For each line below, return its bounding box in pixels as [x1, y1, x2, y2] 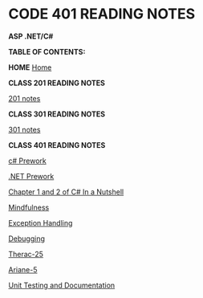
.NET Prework [8, 171, 55, 181]
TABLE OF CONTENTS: [8, 47, 86, 56]
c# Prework [8, 156, 47, 165]
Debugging [8, 234, 46, 243]
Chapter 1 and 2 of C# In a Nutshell [8, 186, 124, 197]
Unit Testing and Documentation [8, 280, 116, 290]
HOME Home [8, 62, 52, 72]
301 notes [8, 125, 41, 134]
